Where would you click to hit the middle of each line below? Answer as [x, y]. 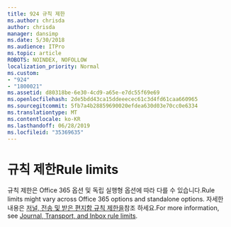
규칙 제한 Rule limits [63, 169]
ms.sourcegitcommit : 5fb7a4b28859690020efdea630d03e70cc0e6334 [103, 106]
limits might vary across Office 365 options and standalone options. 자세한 [115, 199]
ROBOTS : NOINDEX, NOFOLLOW [47, 60]
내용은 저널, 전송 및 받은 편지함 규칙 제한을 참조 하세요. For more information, [113, 208]
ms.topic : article [34, 54]
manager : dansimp [33, 34]
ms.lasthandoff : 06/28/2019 [49, 126]
